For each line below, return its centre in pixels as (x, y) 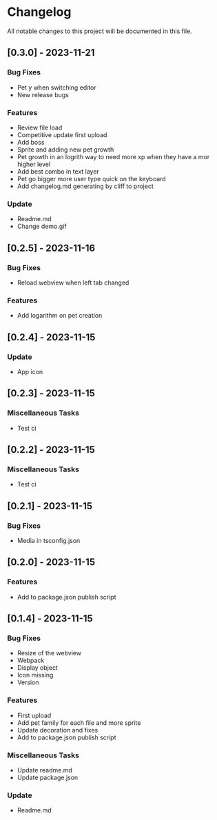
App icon (30, 371)
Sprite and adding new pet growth (65, 150)
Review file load (40, 127)
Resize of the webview (49, 653)
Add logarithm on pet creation (60, 316)
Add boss (31, 142)
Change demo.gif (42, 226)
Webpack (31, 660)
